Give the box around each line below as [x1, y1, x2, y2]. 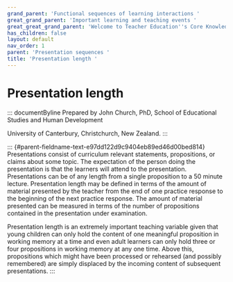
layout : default [7, 36, 54, 43]
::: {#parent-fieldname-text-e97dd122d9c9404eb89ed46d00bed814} [7, 142, 206, 151]
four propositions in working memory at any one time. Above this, [7, 244, 194, 253]
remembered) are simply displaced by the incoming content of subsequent [7, 259, 221, 267]
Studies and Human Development [7, 115, 103, 124]
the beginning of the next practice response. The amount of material [7, 194, 202, 202]
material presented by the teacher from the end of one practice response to [7, 187, 223, 195]
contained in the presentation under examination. [7, 209, 148, 217]
